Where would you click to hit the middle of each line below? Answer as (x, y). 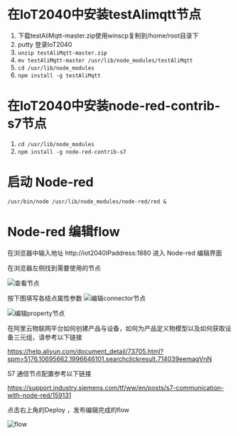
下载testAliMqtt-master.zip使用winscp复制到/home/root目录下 (108, 35)
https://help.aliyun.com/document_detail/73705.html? (86, 351)
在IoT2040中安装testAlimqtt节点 (104, 15)
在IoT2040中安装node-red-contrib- (114, 106)
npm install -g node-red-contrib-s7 (72, 152)
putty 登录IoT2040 (45, 44)
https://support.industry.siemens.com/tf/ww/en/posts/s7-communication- (116, 387)
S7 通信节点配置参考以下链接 (49, 373)
